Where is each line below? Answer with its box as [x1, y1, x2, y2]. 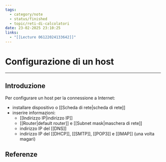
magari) [19, 136, 36, 142]
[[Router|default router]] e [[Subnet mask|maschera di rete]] [19, 120, 142, 126]
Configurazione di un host [5, 56, 115, 67]
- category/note [9, 12, 43, 17]
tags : [5, 7, 16, 12]
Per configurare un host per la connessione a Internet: [5, 95, 115, 101]
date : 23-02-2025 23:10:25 [5, 26, 61, 31]
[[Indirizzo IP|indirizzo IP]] [19, 115, 73, 121]
